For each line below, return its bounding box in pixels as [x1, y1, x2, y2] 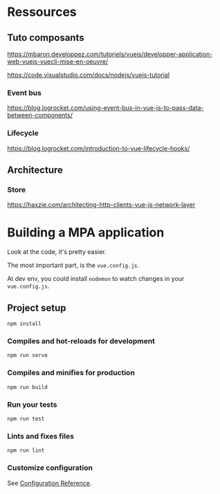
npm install [7, 320, 42, 327]
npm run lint [7, 447, 45, 454]
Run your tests [7, 399, 57, 409]
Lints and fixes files [7, 431, 75, 441]
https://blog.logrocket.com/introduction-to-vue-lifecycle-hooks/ [7, 144, 190, 152]
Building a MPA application [7, 225, 165, 241]
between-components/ [7, 111, 73, 120]
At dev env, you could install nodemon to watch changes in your [7, 275, 185, 283]
